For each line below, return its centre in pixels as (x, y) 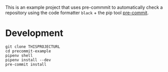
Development (34, 33)
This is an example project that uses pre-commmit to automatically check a (84, 7)
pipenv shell (19, 55)
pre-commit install (26, 64)
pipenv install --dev (28, 60)
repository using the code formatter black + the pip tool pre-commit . (77, 13)
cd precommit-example (28, 51)
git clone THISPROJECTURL (33, 47)
